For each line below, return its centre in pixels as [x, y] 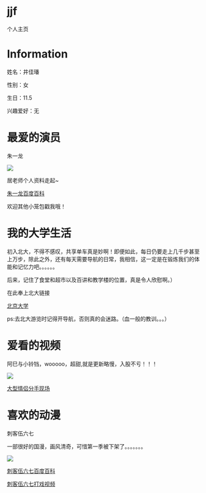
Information [37, 54]
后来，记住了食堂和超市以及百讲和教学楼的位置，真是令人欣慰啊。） [91, 280]
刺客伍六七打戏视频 [31, 484]
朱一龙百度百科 [26, 193]
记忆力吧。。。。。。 [38, 267]
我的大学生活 [39, 233]
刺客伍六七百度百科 [31, 471]
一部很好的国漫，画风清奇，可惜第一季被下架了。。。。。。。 [76, 446]
